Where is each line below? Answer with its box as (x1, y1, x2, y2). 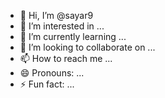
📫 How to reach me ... (19, 53, 113, 64)
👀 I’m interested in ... (19, 20, 105, 32)
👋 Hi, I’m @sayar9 (19, 10, 94, 21)
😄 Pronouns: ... (19, 67, 85, 79)
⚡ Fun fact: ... (19, 78, 75, 90)
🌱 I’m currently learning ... (19, 31, 127, 42)
